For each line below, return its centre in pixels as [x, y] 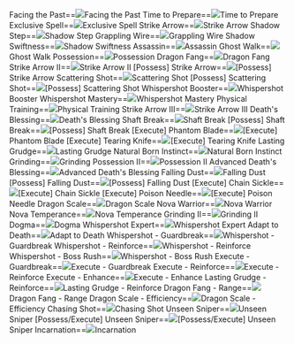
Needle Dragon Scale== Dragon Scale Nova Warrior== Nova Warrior [141, 204]
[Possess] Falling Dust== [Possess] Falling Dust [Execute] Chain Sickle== [147, 183]
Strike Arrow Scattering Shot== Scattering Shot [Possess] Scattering [138, 78]
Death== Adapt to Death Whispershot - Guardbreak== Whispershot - [142, 235]
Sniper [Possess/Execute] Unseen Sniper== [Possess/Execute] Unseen [143, 319]
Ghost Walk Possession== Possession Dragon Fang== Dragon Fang [140, 57]
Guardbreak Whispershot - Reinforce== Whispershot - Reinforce [130, 246]
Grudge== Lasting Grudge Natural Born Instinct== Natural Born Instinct [146, 151]
